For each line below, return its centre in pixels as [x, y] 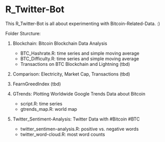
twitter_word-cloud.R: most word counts [63, 134]
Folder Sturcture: [23, 33]
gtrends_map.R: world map [49, 109]
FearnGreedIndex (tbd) [37, 84]
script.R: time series [41, 104]
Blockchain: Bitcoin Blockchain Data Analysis [60, 43]
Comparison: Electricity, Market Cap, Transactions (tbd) [71, 74]
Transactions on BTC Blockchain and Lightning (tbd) [75, 64]
